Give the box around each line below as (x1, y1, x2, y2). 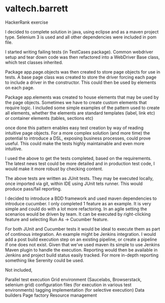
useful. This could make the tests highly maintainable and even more (5, 140, 144, 146)
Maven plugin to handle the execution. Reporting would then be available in (5, 247, 158, 253)
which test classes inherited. (5, 59, 63, 65)
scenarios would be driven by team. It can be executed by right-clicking (5, 211, 151, 217)
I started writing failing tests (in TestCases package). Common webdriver (5, 49, 154, 55)
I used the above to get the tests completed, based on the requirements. (5, 155, 152, 161)
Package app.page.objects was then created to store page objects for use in (5, 69, 161, 75)
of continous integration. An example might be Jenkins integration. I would (5, 231, 156, 237)
